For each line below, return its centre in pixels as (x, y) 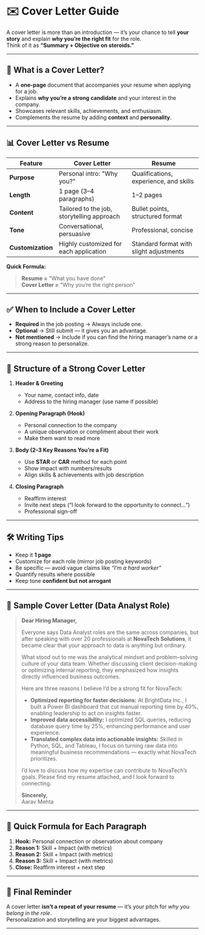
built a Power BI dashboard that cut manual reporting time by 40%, (114, 706)
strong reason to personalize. (52, 344)
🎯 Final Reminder (39, 892)
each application (83, 251)
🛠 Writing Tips (35, 537)
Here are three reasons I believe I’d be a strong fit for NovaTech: (102, 688)
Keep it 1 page (33, 555)
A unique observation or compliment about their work (92, 432)
